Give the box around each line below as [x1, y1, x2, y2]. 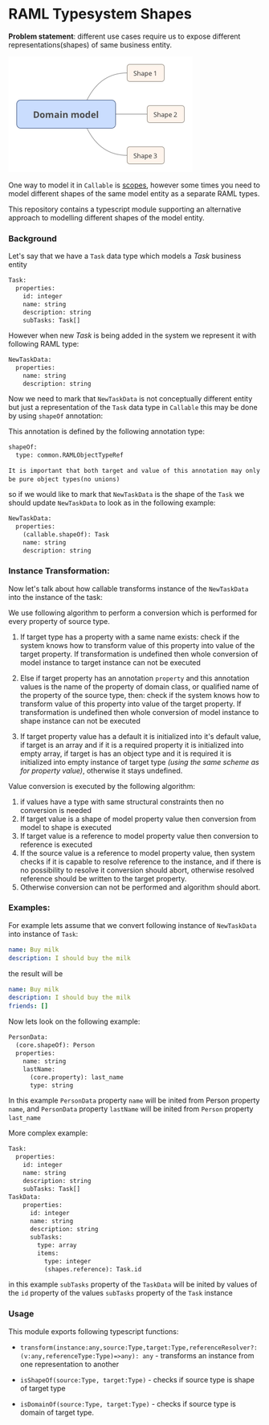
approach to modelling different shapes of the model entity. [8, 212, 205, 222]
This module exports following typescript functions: [8, 1326, 179, 1336]
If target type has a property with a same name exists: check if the [19, 632, 240, 642]
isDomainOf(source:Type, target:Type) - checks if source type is [19, 1398, 237, 1408]
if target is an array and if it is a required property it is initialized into [19, 740, 244, 749]
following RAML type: [8, 339, 79, 349]
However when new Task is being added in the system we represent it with [8, 331, 257, 340]
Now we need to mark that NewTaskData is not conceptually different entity [8, 394, 253, 404]
